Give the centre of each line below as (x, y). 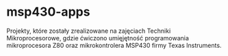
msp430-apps (48, 12)
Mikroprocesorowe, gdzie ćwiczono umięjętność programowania (98, 38)
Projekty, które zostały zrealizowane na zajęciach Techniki (89, 31)
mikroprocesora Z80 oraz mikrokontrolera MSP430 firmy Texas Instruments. (114, 45)
